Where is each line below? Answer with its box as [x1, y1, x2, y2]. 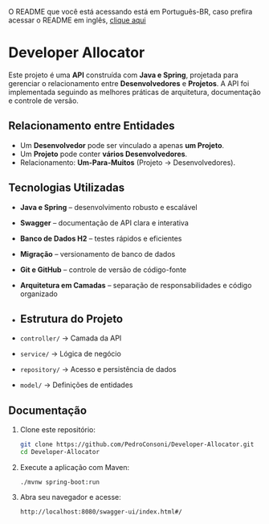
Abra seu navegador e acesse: [19, 492, 122, 501]
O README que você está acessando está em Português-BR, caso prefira [8, 7, 253, 16]
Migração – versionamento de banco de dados [19, 249, 176, 258]
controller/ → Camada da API [19, 333, 122, 343]
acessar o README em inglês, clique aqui [8, 15, 146, 25]
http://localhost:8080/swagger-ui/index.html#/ [19, 507, 182, 516]
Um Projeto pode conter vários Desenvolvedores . [19, 149, 188, 159]
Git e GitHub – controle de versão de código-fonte [19, 265, 187, 274]
